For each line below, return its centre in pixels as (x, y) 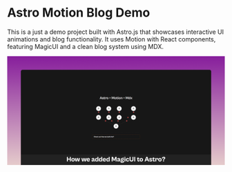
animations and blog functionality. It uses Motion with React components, (112, 39)
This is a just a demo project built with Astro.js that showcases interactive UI (116, 32)
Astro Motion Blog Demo (79, 13)
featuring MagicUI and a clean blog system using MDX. (86, 46)
